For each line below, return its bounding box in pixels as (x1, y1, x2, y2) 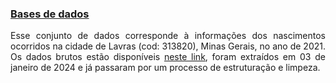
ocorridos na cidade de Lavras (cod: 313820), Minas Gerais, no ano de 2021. (10, 40, 326, 52)
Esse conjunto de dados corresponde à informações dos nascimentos (10, 30, 326, 42)
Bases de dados (10, 7, 90, 21)
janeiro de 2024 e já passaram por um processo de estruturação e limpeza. (10, 62, 321, 74)
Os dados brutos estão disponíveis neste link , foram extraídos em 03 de (10, 51, 326, 63)
